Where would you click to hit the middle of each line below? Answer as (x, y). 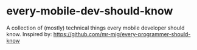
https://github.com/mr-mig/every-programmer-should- (122, 34)
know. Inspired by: (29, 34)
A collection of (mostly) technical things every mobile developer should (95, 28)
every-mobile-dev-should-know (90, 11)
